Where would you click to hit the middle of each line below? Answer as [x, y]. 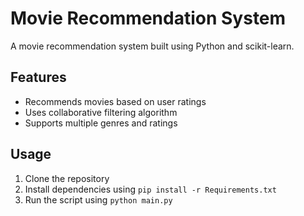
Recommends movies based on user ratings [115, 101]
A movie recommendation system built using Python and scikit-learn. [152, 46]
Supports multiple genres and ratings [101, 123]
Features [38, 77]
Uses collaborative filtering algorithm [101, 112]
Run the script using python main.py [98, 199]
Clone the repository [67, 178]
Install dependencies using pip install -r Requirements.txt [150, 189]
